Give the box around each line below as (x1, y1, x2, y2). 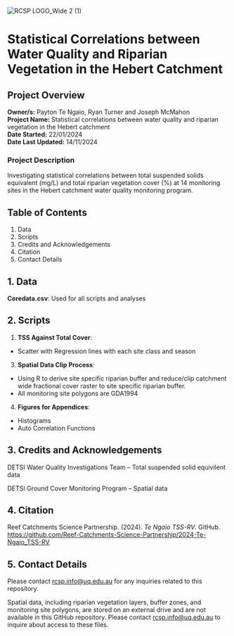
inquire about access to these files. (7, 621, 109, 629)
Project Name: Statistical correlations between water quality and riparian (7, 115, 219, 123)
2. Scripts (7, 314, 51, 326)
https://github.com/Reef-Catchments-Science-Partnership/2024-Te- (7, 530, 207, 539)
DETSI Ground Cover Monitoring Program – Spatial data (7, 484, 168, 492)
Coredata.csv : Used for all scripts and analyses (7, 294, 146, 303)
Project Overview (7, 89, 85, 101)
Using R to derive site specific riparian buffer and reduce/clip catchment (17, 374, 227, 383)
